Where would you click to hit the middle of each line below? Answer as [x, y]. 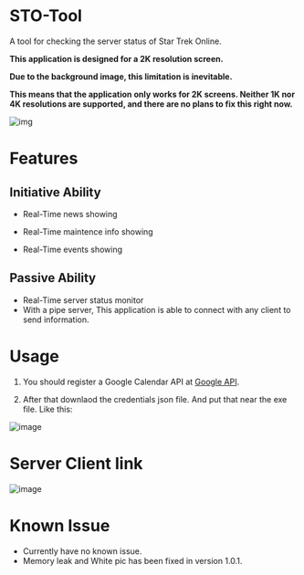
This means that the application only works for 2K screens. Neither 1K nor [152, 94]
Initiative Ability [56, 192]
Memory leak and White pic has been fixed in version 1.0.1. [132, 560]
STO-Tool [46, 16]
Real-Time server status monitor [83, 300]
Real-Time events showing [73, 249]
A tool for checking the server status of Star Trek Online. [115, 41]
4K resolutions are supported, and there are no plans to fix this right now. [151, 104]
